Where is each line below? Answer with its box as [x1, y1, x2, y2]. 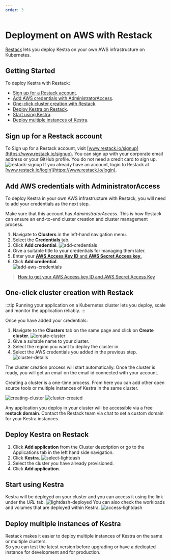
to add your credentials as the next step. [5, 201, 90, 207]
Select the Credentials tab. [12, 237, 70, 243]
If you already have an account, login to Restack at [43, 162, 149, 168]
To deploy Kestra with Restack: [5, 80, 70, 86]
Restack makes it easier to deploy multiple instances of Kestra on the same [5, 533, 163, 539]
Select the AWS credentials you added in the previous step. [12, 349, 137, 355]
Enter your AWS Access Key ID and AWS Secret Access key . [12, 253, 142, 259]
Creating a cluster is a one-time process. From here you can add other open [5, 379, 165, 386]
